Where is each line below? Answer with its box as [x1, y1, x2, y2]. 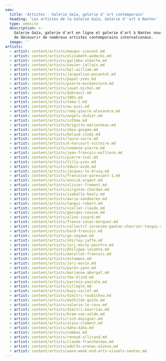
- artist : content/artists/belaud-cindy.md [9, 132, 100, 137]
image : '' [9, 40, 30, 45]
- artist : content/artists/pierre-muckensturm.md [9, 81, 114, 86]
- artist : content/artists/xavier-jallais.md [9, 62, 105, 67]
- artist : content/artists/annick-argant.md [9, 178, 103, 183]
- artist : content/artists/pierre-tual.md [9, 155, 98, 160]
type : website [9, 21, 39, 26]
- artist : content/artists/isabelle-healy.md [9, 191, 105, 196]
